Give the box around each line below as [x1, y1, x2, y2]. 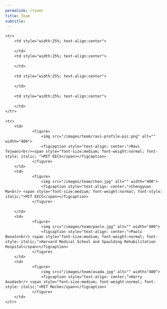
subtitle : [5, 19, 26, 24]
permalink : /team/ [5, 8, 44, 13]
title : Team [5, 13, 30, 19]
